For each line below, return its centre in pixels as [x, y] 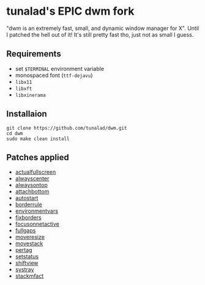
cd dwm [15, 133]
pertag [24, 250]
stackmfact [29, 276]
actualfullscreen [35, 172]
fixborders [28, 218]
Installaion [27, 114]
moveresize [30, 237]
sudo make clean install [38, 139]
